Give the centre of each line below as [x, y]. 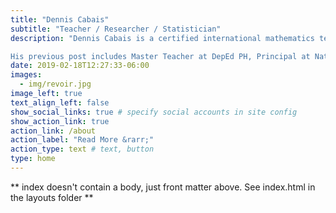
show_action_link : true [60, 121]
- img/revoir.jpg [55, 84]
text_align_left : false [60, 102]
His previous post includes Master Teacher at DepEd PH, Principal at [160, 56]
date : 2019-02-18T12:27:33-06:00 [80, 66]
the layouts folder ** [52, 197]
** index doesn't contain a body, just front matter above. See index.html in [163, 187]
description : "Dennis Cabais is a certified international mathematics [162, 38]
